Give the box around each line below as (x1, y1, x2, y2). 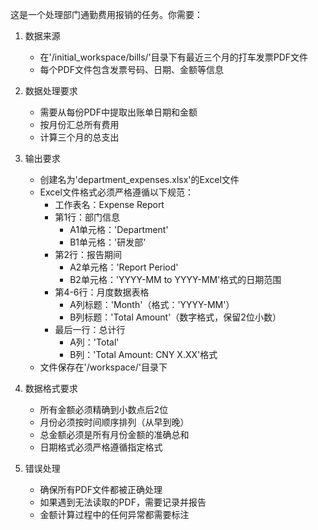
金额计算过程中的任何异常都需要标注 (39, 509, 190, 520)
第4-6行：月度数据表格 (54, 286, 150, 298)
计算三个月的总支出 (39, 131, 120, 143)
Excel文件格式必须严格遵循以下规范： (39, 186, 194, 198)
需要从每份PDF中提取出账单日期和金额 (39, 106, 198, 118)
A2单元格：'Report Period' (69, 261, 179, 273)
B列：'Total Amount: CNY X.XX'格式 (69, 349, 218, 360)
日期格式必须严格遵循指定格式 (39, 441, 163, 453)
